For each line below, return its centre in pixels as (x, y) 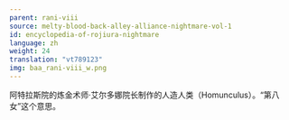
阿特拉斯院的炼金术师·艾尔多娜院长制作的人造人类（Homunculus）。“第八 (144, 95)
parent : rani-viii (44, 18)
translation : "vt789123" (56, 60)
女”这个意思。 (35, 106)
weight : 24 (30, 51)
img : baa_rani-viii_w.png (58, 69)
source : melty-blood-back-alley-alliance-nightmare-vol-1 (121, 26)
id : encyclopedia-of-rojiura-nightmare (84, 34)
